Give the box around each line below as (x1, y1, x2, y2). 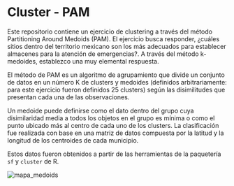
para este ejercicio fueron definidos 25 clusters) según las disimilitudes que (7, 85, 226, 94)
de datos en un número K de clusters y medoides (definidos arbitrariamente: (7, 78, 227, 86)
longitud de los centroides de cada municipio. (7, 136, 139, 144)
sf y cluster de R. (7, 157, 59, 165)
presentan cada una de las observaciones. (7, 92, 130, 101)
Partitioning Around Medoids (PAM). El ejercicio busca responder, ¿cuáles (7, 34, 220, 43)
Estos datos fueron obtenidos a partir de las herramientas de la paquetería (7, 150, 221, 158)
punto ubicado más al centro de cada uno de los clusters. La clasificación (7, 121, 219, 129)
